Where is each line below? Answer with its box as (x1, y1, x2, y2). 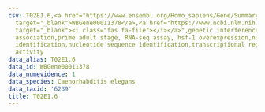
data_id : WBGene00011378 (8, 63, 90, 71)
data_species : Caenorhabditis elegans (8, 77, 136, 85)
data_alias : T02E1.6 (8, 56, 77, 64)
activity (15, 48, 44, 56)
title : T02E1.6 (8, 92, 58, 100)
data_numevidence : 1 (8, 70, 77, 78)
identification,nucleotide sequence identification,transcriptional (15, 41, 245, 49)
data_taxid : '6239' (8, 84, 73, 93)
